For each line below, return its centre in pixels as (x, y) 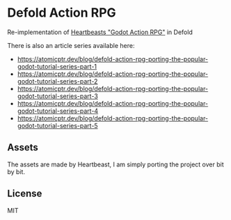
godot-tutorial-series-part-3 (58, 96)
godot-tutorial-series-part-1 (57, 66)
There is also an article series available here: (71, 45)
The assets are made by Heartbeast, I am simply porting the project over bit (115, 164)
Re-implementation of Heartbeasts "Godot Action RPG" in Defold (100, 32)
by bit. (16, 171)
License (25, 194)
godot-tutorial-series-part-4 (58, 111)
